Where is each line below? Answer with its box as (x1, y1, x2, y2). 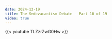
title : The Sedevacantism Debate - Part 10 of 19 (5, 11, 108, 16)
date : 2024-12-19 (5, 7, 40, 12)
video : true (5, 16, 29, 20)
